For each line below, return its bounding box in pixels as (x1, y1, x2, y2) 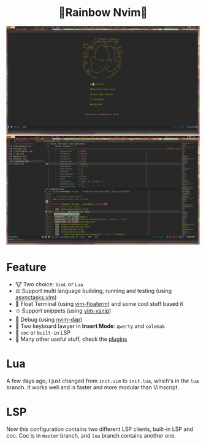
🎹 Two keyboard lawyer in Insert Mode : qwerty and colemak (15, 322, 166, 330)
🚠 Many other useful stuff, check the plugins (15, 335, 128, 343)
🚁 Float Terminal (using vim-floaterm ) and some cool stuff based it (15, 300, 184, 307)
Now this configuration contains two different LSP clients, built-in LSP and (6, 425, 193, 433)
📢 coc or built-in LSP (15, 329, 71, 336)
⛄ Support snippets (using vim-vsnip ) (15, 306, 112, 314)
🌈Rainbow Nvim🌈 (58, 6, 148, 20)
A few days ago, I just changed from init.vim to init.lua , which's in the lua (6, 377, 199, 384)
